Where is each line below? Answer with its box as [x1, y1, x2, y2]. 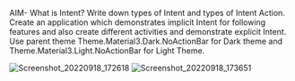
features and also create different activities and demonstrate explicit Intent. [9, 27, 287, 36]
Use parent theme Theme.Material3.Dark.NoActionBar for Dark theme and [9, 36, 283, 46]
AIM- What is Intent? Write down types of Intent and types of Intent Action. [9, 8, 285, 18]
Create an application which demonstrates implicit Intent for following [9, 17, 266, 28]
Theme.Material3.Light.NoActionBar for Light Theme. [9, 45, 205, 56]
